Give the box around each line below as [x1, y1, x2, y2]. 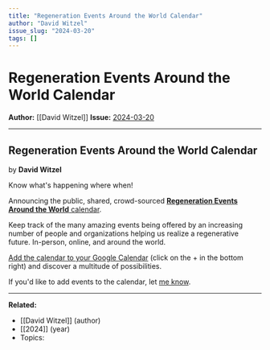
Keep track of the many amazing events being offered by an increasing [8, 220, 243, 229]
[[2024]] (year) [19, 324, 71, 334]
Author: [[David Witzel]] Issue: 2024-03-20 [8, 113, 154, 122]
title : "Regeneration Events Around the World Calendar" [8, 11, 203, 20]
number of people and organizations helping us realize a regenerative [8, 229, 239, 238]
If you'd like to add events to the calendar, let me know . [8, 277, 191, 286]
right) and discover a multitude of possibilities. [8, 261, 162, 270]
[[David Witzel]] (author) [19, 315, 101, 325]
